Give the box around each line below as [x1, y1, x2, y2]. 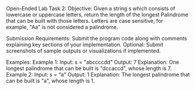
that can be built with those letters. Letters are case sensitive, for [6, 18, 163, 24]
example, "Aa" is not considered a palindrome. [6, 23, 119, 30]
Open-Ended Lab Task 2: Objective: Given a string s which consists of [6, 5, 176, 12]
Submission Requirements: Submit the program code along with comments [6, 35, 187, 41]
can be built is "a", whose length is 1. [6, 77, 95, 84]
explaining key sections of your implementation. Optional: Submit [6, 41, 163, 48]
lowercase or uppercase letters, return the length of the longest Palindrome [6, 11, 189, 18]
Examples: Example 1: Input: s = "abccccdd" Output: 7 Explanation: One [6, 58, 179, 65]
